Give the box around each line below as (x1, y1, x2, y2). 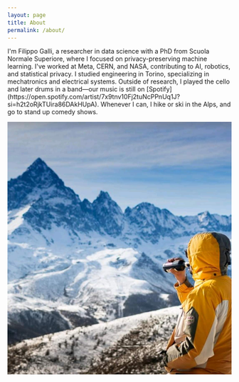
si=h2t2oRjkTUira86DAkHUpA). (7, 100, 100, 109)
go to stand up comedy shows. (7, 108, 98, 116)
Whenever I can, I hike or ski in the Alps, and (100, 100, 231, 109)
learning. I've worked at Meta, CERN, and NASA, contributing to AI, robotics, (7, 62, 231, 71)
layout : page (7, 11, 46, 19)
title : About (7, 19, 46, 26)
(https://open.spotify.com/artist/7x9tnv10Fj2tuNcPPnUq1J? (7, 93, 180, 101)
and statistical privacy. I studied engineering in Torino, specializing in (7, 70, 210, 79)
